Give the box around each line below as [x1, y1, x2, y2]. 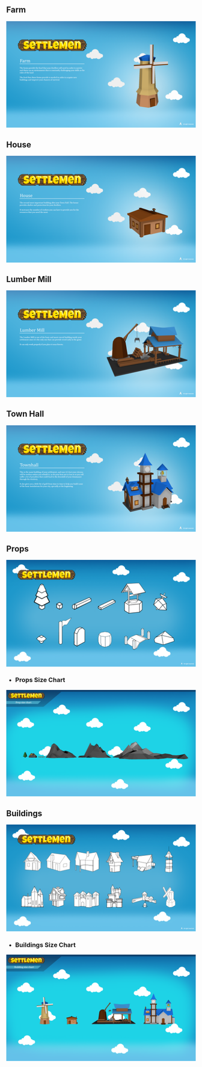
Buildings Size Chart [14, 941, 76, 949]
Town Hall [6, 409, 44, 419]
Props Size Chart [14, 676, 66, 684]
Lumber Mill [6, 274, 52, 284]
